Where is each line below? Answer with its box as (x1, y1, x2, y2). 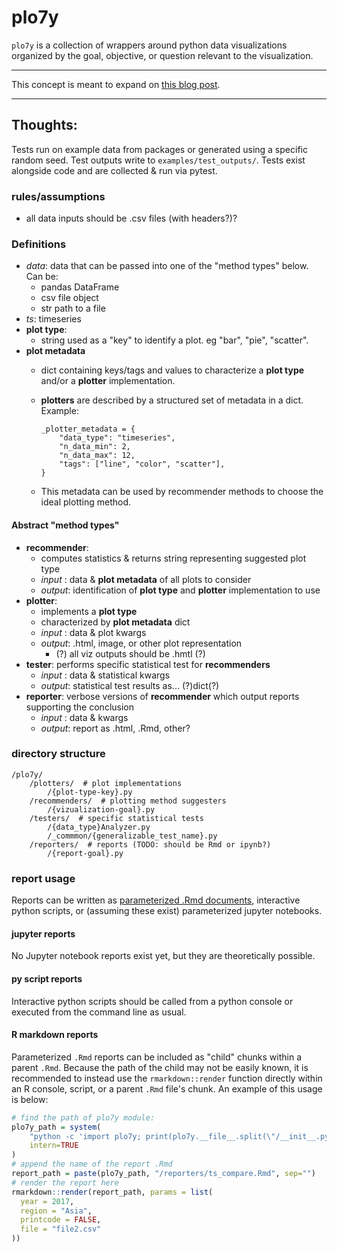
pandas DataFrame (40, 281, 120, 293)
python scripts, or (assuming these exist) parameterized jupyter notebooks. (11, 905, 323, 917)
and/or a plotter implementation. (40, 375, 176, 387)
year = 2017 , (20, 1196, 75, 1206)
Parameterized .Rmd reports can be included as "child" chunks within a (11, 1051, 303, 1063)
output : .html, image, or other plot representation (40, 637, 243, 649)
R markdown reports (11, 1029, 99, 1041)
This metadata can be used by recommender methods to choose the (40, 486, 324, 498)
